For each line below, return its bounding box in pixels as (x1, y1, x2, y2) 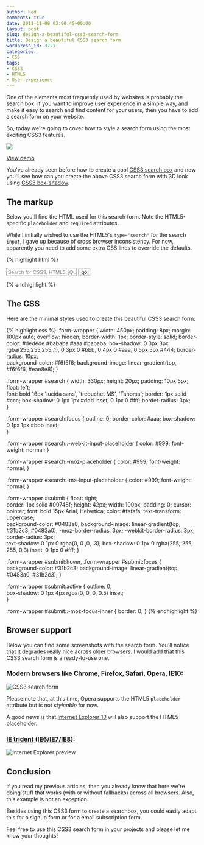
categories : (6, 49, 37, 55)
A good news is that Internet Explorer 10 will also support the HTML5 (6, 713, 178, 720)
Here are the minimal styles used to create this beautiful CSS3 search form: (6, 315, 196, 322)
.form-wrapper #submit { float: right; (6, 494, 98, 502)
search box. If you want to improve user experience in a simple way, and (6, 100, 188, 107)
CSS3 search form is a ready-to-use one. (6, 654, 110, 661)
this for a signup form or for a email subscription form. (6, 813, 142, 821)
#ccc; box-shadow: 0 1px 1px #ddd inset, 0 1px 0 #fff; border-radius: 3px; (6, 396, 191, 404)
